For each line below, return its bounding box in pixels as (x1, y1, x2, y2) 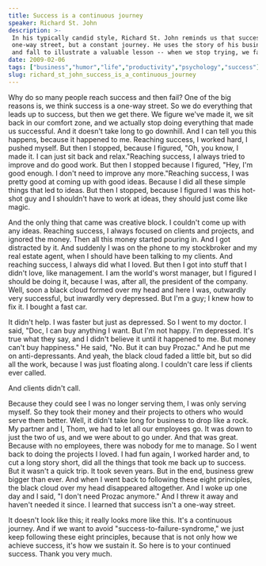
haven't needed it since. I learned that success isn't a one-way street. (8, 499, 236, 509)
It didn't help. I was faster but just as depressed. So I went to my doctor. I (8, 317, 247, 326)
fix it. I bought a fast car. (8, 302, 88, 311)
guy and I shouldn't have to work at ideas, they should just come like (24, 194, 248, 203)
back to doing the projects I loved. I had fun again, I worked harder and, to (8, 449, 250, 459)
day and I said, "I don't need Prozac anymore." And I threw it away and (8, 491, 239, 501)
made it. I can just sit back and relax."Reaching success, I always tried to (8, 152, 245, 161)
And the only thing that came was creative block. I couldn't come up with (8, 218, 247, 227)
